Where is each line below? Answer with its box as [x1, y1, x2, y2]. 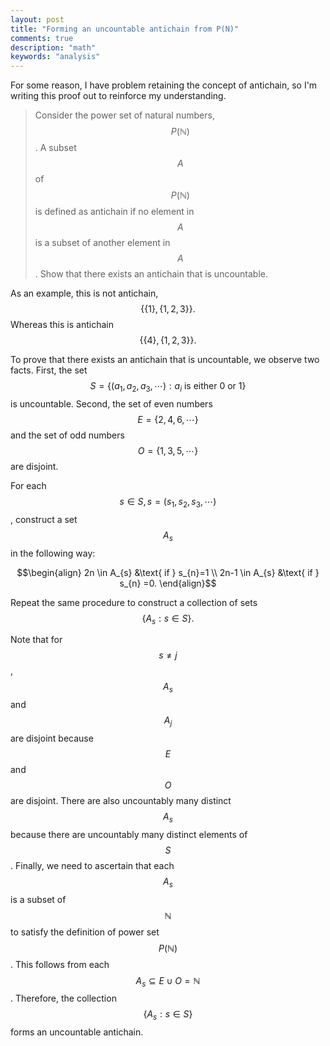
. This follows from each [10, 958, 110, 970]
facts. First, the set [10, 364, 88, 376]
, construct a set [10, 513, 78, 525]
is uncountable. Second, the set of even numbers [10, 397, 213, 410]
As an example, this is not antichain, [10, 287, 159, 300]
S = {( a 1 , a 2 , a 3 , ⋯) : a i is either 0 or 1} [89, 380, 247, 394]
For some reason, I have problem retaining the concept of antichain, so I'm [10, 79, 318, 91]
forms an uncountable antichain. [10, 1026, 144, 1038]
